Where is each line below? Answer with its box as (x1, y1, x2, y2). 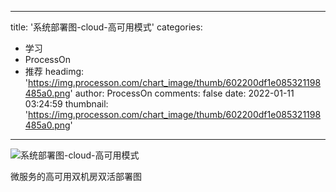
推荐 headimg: (24, 66, 85, 77)
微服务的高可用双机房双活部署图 (10, 171, 142, 182)
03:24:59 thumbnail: (24, 98, 109, 110)
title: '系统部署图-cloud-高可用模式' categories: (10, 21, 203, 33)
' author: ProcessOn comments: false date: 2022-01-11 (69, 87, 295, 99)
